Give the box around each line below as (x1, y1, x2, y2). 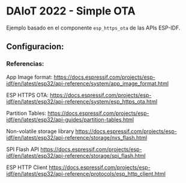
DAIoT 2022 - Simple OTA (6, 4, 136, 18)
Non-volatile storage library (6, 128, 74, 135)
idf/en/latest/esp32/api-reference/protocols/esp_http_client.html (6, 170, 166, 177)
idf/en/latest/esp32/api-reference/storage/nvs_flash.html (6, 134, 148, 141)
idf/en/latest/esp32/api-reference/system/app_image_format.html (6, 79, 169, 87)
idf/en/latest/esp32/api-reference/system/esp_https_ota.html (6, 98, 158, 105)
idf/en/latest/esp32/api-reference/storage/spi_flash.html (6, 152, 146, 159)
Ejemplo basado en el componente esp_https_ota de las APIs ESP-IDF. (6, 24, 181, 31)
